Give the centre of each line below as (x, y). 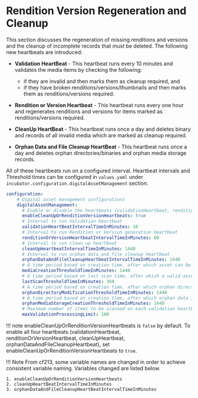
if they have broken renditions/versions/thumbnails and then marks (105, 87)
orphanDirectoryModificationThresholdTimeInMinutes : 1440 (94, 293)
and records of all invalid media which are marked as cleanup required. (101, 135)
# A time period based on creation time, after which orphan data (105, 298)
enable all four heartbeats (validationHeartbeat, (64, 332)
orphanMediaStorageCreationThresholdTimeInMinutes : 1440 (93, 304)
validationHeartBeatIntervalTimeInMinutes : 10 (80, 227)
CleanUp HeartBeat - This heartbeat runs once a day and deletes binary (103, 129)
